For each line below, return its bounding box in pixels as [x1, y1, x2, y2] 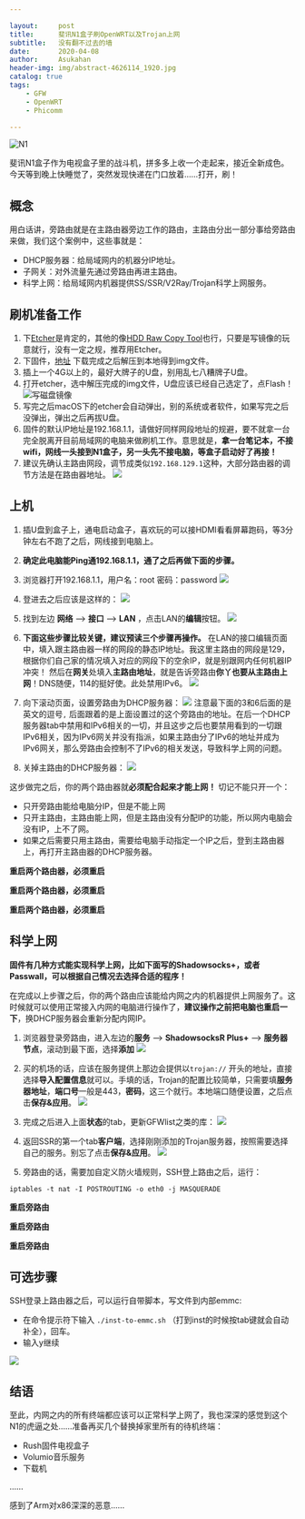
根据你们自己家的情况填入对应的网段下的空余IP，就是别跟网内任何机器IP [22, 654, 292, 665]
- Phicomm [25, 106, 64, 115]
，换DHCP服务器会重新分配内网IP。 [17, 1012, 152, 1024]
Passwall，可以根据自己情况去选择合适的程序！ [9, 970, 188, 981]
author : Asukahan [9, 56, 92, 65]
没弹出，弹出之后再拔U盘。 [22, 412, 125, 423]
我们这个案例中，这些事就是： [33, 236, 145, 247]
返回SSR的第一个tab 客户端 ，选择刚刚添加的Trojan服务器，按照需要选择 [22, 1135, 289, 1147]
